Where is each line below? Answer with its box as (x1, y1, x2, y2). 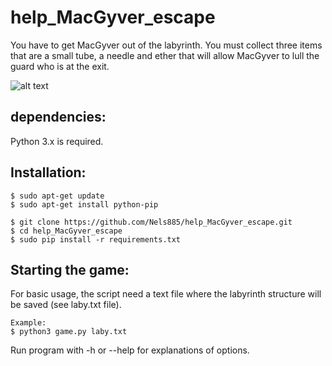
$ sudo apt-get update (10, 191, 105, 201)
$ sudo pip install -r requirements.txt (10, 234, 182, 245)
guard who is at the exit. (10, 60, 110, 72)
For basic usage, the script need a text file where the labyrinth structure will (10, 288, 322, 300)
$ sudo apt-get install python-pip (10, 199, 159, 210)
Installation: (10, 164, 87, 181)
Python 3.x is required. (10, 135, 104, 147)
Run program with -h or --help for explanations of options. (10, 344, 250, 356)
